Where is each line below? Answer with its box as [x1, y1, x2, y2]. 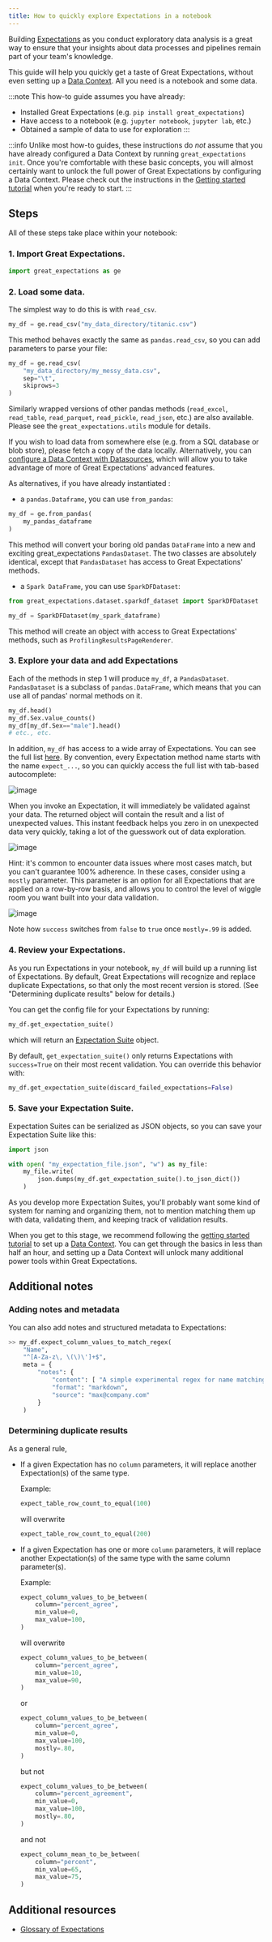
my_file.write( [23, 1167, 74, 1176]
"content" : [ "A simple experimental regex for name [51, 1376, 233, 1384]
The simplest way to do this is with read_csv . [8, 304, 157, 314]
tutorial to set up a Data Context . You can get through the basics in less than [8, 1239, 263, 1249]
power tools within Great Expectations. [8, 1257, 138, 1266]
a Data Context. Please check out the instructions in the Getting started [8, 174, 246, 184]
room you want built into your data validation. [8, 893, 159, 903]
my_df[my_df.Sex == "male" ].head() [8, 721, 121, 730]
